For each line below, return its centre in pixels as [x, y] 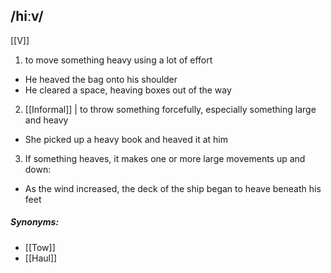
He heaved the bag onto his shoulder [101, 79]
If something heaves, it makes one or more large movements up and [165, 158]
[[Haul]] [41, 258]
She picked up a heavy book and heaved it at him [126, 139]
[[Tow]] [40, 247]
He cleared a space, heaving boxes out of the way [128, 90]
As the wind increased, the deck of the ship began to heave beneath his [173, 188]
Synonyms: [35, 222]
